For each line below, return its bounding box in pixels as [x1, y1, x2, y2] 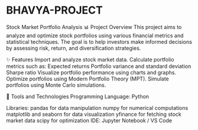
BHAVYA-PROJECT [6, 4, 103, 17]
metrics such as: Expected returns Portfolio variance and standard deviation [6, 63, 191, 70]
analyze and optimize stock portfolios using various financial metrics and [6, 32, 184, 39]
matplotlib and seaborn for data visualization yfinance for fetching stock [6, 110, 182, 118]
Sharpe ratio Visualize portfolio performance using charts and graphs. [6, 69, 176, 76]
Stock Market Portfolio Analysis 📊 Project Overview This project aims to [6, 23, 182, 30]
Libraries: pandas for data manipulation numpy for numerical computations [6, 104, 189, 111]
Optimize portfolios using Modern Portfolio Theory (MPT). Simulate [6, 75, 170, 82]
